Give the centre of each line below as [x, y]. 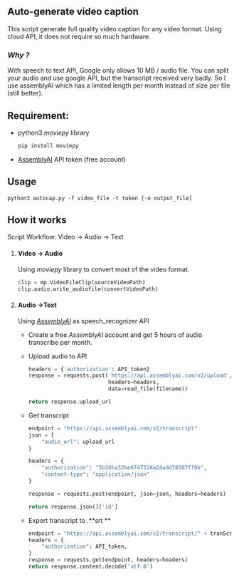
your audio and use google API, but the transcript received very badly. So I [117, 78]
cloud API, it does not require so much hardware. [79, 36]
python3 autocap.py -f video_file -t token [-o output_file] [100, 198]
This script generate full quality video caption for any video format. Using [115, 28]
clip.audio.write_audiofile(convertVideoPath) [88, 289]
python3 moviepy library [53, 132]
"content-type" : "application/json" [96, 474]
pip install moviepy [48, 145]
